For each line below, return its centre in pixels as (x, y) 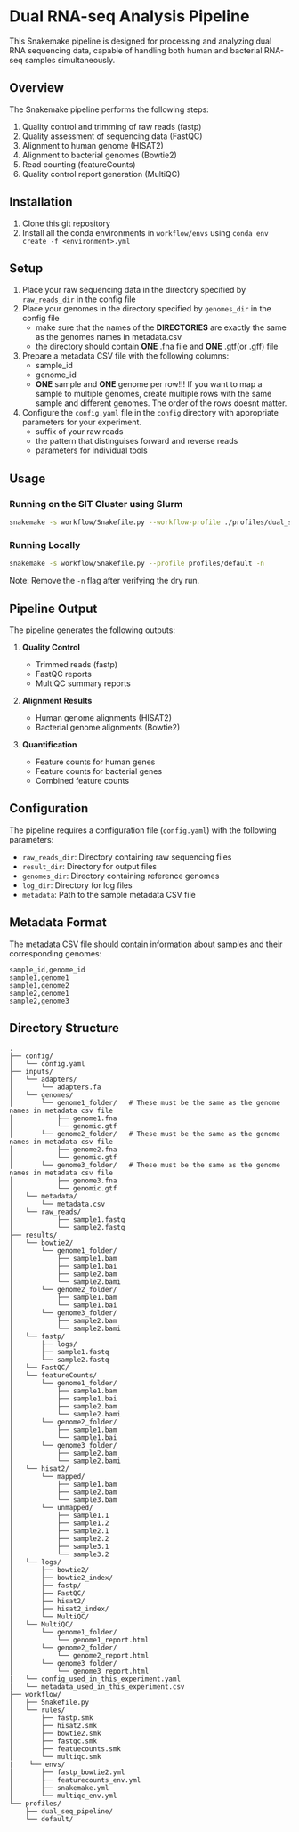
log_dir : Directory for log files (77, 885)
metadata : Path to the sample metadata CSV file (109, 894)
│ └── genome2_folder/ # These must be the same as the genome (145, 1134)
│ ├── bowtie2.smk (55, 1734)
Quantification (49, 744)
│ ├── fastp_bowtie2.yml (67, 1772)
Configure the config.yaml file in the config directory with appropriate (150, 413)
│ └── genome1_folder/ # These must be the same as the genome (145, 1103)
